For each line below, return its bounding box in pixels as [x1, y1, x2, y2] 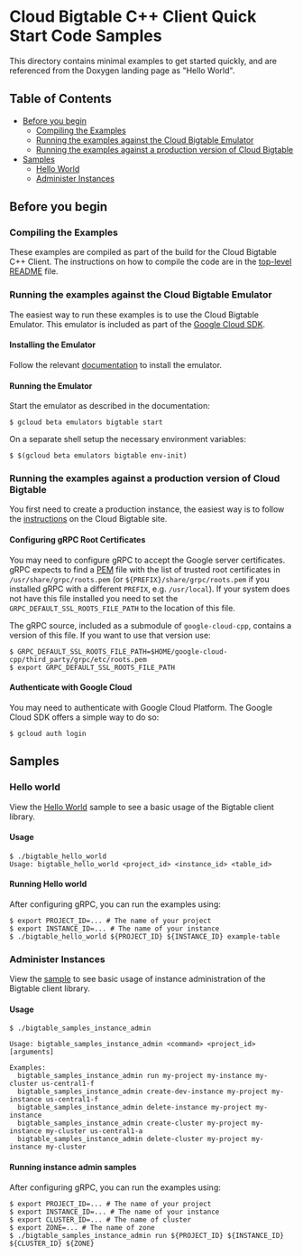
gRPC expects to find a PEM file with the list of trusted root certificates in [9, 563, 281, 575]
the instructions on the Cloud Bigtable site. [9, 514, 168, 525]
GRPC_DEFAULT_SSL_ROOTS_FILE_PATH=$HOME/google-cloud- [17, 647, 228, 657]
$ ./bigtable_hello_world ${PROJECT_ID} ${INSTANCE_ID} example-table [9, 931, 280, 941]
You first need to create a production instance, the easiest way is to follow [9, 504, 285, 515]
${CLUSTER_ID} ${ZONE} [9, 1239, 95, 1248]
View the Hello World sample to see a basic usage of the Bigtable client [9, 801, 275, 812]
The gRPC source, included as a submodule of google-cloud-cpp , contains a [9, 619, 292, 630]
